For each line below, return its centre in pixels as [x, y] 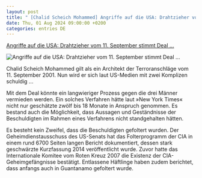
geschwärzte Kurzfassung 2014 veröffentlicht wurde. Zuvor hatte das [92, 149]
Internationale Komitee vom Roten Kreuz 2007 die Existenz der [84, 156]
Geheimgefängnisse [31, 162]
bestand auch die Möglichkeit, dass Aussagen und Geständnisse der [91, 112]
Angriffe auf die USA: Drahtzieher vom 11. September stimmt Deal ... [90, 46]
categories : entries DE [36, 28]
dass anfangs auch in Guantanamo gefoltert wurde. [70, 168]
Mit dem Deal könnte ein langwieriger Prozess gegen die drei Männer [92, 93]
